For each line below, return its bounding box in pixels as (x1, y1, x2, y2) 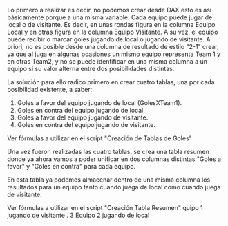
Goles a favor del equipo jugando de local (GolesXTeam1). (17, 99, 182, 106)
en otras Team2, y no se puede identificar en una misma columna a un (7, 57, 207, 65)
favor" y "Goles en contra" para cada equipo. (7, 162, 136, 170)
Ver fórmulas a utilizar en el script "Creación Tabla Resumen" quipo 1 (7, 204, 204, 211)
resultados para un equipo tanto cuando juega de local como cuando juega (7, 183, 221, 191)
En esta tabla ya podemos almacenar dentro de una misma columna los (7, 176, 211, 184)
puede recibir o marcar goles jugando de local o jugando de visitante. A (7, 35, 211, 44)
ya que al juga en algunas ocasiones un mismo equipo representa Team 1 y (7, 50, 221, 58)
